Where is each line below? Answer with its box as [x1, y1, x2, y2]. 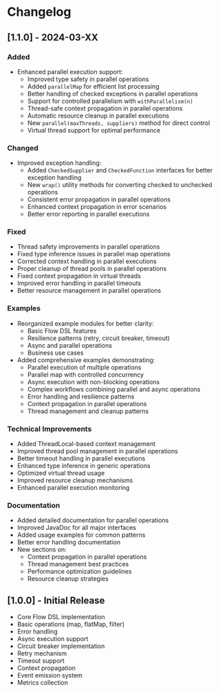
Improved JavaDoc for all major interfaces [16, 524, 136, 532]
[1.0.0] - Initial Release [7, 594, 105, 606]
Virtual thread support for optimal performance [27, 126, 161, 134]
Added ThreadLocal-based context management [16, 440, 156, 448]
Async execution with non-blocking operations [27, 377, 160, 386]
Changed [7, 143, 39, 153]
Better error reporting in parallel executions [27, 210, 150, 219]
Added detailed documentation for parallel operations [16, 516, 169, 524]
